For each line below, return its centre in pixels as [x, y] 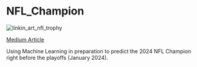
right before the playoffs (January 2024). [57, 57]
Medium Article [25, 39]
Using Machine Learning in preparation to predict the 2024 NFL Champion [99, 51]
